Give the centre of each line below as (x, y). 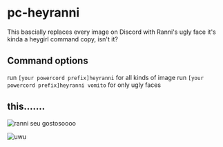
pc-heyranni (43, 13)
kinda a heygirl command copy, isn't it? (63, 39)
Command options (48, 61)
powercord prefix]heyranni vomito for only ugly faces (84, 85)
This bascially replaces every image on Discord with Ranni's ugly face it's (111, 32)
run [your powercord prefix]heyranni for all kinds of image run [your (106, 77)
